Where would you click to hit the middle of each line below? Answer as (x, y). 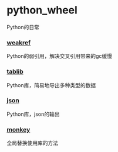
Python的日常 (23, 27)
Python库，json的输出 (33, 114)
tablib (15, 72)
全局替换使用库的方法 (32, 143)
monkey (18, 129)
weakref (19, 43)
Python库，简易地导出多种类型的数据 (51, 85)
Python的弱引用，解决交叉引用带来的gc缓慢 (60, 56)
